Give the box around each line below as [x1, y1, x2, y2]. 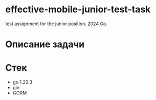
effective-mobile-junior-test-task [5, 4, 151, 15]
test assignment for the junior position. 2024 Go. [5, 21, 107, 27]
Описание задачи [5, 38, 85, 50]
